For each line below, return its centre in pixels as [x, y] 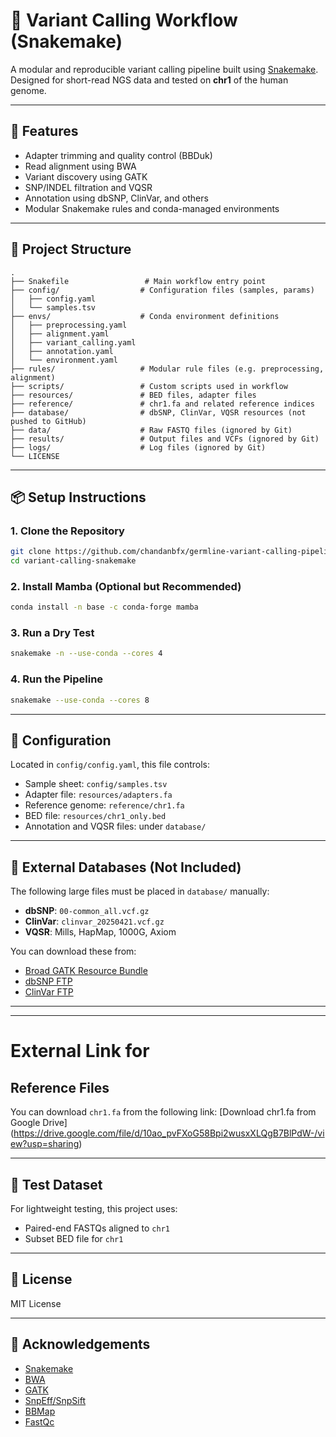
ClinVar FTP [49, 992]
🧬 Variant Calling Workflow [124, 20]
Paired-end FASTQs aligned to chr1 [97, 1228]
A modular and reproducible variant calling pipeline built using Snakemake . [164, 69]
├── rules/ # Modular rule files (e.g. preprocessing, [167, 369]
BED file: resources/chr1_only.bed [95, 816]
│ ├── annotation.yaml [62, 351]
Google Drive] [39, 1123]
